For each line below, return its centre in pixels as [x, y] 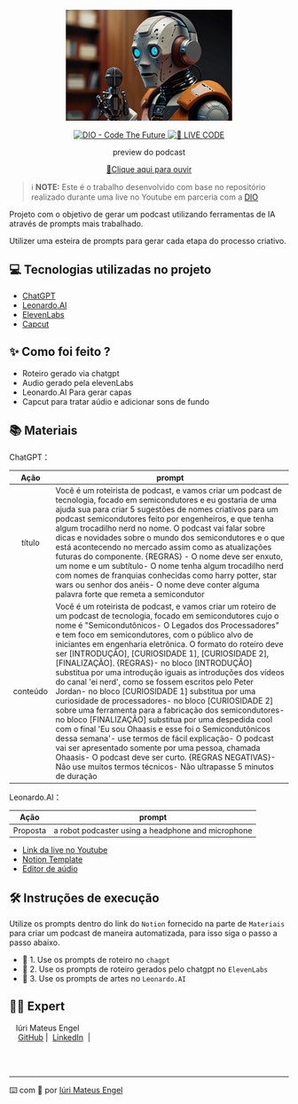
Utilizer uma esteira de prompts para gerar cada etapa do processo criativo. [148, 241]
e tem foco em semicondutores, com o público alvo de [154, 635]
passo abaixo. [35, 942]
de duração [76, 777]
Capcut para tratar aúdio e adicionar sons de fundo [116, 401]
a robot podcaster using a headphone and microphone [153, 830]
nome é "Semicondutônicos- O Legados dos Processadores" [167, 626]
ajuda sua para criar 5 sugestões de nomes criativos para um [167, 509]
